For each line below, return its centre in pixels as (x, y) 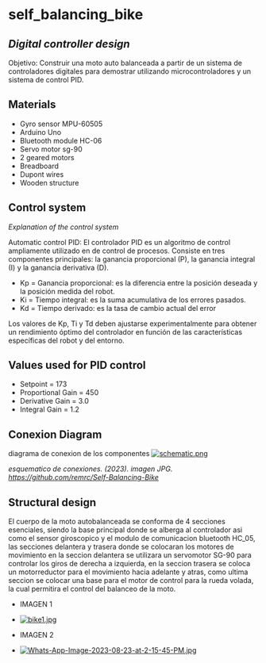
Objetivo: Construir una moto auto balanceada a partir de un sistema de (125, 63)
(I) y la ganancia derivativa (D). (59, 267)
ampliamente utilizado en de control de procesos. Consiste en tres (117, 251)
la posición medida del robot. (67, 291)
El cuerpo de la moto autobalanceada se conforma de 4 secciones (117, 522)
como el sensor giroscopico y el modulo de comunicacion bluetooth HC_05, (132, 538)
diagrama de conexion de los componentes (79, 454)
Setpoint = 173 (43, 384)
